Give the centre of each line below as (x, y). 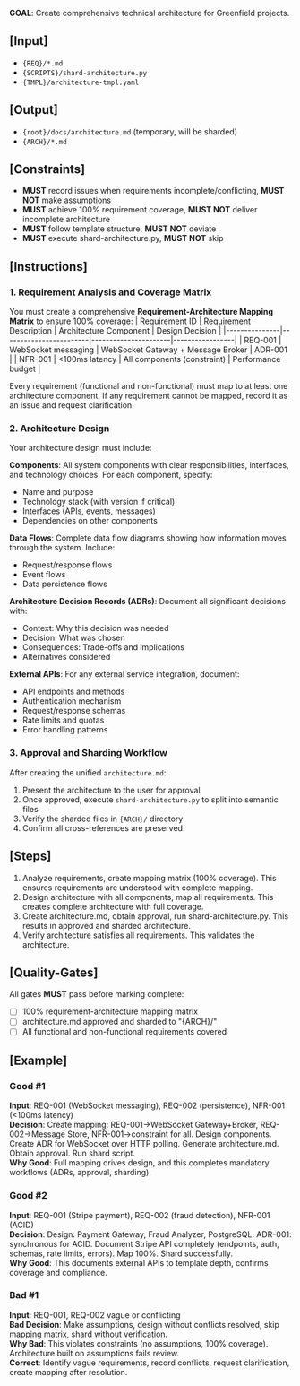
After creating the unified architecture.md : (88, 772)
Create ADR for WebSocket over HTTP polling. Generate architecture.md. (144, 1144)
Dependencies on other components (90, 521)
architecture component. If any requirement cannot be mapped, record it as (149, 396)
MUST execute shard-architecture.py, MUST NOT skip (123, 238)
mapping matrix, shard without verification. (89, 1334)
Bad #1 (24, 1295)
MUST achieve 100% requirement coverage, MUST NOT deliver (140, 210)
